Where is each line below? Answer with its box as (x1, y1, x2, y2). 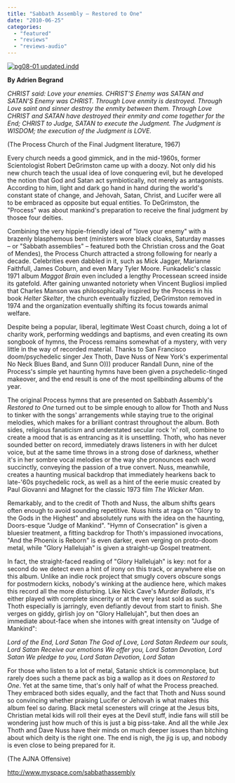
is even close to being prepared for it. (7, 741, 116, 749)
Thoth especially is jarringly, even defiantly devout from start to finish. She (7, 602, 222, 610)
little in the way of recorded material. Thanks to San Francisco (7, 345, 187, 353)
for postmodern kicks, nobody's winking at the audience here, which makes (7, 580, 227, 588)
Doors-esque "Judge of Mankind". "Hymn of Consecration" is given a (7, 521, 208, 530)
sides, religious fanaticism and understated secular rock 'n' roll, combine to (7, 426, 224, 434)
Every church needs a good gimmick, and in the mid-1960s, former (7, 154, 201, 162)
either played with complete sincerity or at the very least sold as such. (7, 594, 210, 603)
